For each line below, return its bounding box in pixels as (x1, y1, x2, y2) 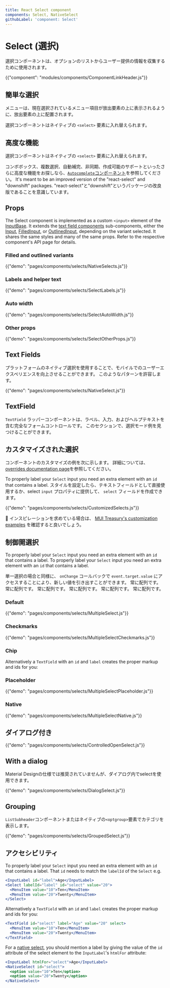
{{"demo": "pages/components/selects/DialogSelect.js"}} (5, 788, 125, 794)
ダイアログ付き (5, 729, 52, 737)
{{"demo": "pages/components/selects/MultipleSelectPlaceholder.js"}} (5, 688, 154, 694)
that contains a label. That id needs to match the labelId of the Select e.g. (5, 868, 161, 874)
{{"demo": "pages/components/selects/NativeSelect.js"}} (5, 387, 126, 393)
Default (5, 599, 24, 606)
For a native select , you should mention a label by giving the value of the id (5, 944, 162, 950)
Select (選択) (5, 40, 59, 52)
